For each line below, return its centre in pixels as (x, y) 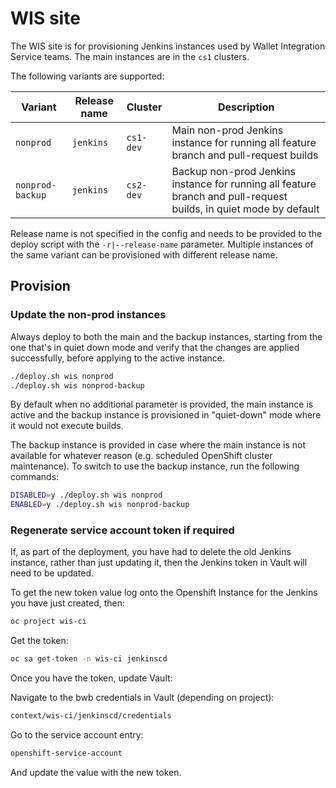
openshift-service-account (66, 753)
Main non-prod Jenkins (227, 130)
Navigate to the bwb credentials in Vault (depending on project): (142, 698)
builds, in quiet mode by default (245, 209)
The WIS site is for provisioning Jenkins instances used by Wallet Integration (168, 46)
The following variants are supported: (87, 76)
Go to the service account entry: (77, 735)
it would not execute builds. (67, 426)
